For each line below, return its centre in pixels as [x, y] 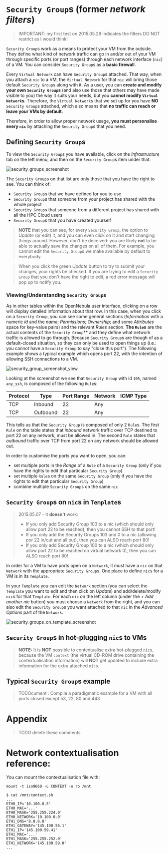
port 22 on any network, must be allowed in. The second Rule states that [81, 435]
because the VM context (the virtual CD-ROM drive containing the [86, 655]
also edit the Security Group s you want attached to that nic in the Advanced [84, 607]
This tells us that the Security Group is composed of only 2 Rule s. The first [83, 425]
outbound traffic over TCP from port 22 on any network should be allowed [82, 441]
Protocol [19, 396]
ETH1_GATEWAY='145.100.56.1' [36, 826]
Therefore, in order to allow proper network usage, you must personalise [82, 121]
